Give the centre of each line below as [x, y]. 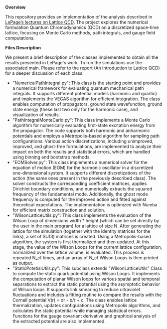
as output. [23, 263]
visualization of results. [36, 115]
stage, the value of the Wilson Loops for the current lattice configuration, [87, 247]
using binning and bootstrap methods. [52, 157]
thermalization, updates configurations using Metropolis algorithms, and [86, 305]
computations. [20, 38]
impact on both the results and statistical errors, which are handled [81, 152]
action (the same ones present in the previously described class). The [84, 178]
